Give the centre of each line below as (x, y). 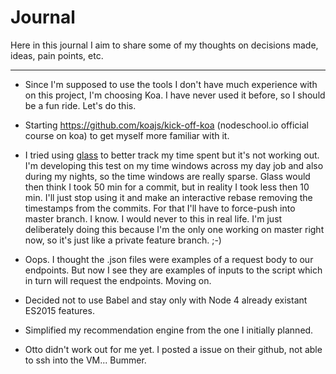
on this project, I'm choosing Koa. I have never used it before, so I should (175, 95)
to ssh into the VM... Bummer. (85, 360)
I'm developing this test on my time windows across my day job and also (174, 165)
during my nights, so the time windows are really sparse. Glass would (167, 176)
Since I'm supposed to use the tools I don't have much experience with (171, 84)
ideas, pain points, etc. (57, 55)
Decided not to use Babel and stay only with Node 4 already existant (166, 300)
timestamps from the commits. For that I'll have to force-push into (160, 208)
